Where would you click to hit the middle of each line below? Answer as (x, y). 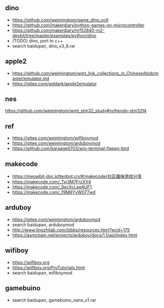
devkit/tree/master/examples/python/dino (54, 35)
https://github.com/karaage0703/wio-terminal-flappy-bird (70, 149)
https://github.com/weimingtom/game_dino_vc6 (60, 20)
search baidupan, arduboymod (43, 225)
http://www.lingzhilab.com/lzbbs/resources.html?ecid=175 (71, 230)
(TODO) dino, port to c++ (37, 41)
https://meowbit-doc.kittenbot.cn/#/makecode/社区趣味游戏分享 (77, 177)
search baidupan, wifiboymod (42, 273)
